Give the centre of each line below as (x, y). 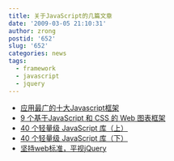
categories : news (38, 53)
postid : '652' (32, 38)
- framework (36, 69)
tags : (17, 61)
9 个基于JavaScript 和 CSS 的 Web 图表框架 (93, 117)
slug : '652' (28, 46)
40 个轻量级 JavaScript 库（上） (74, 128)
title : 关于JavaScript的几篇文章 (60, 16)
